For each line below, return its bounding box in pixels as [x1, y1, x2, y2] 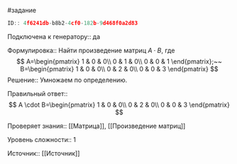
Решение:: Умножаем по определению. [7, 76, 128, 84]
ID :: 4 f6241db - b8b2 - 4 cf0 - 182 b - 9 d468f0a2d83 [7, 20, 138, 27]
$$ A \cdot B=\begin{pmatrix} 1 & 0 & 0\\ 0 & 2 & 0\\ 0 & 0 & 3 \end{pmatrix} [8, 100, 231, 109]
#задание [7, 6, 37, 14]
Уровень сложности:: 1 [7, 135, 77, 143]
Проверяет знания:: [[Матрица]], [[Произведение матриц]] [7, 122, 186, 130]
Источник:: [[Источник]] [7, 148, 80, 158]
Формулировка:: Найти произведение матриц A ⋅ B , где [7, 46, 175, 54]
